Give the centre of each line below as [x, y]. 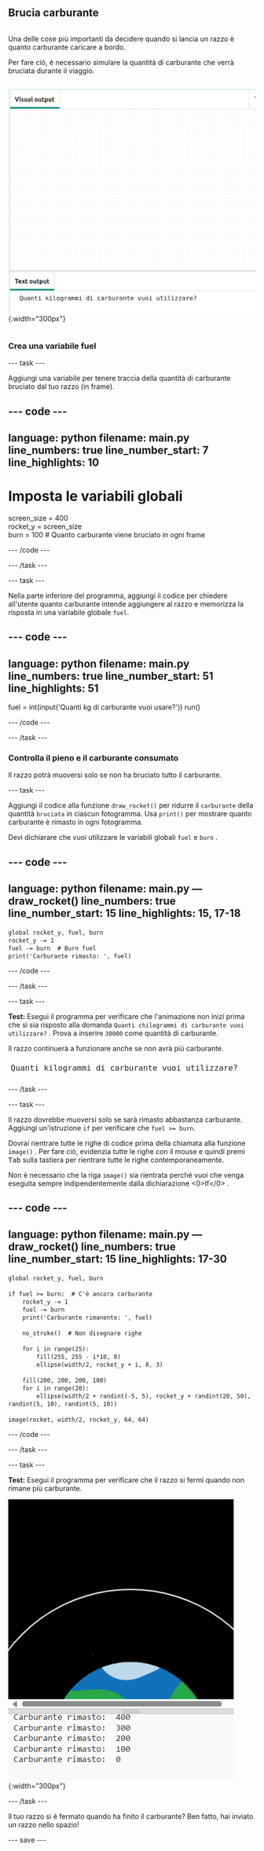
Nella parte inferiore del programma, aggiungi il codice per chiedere [118, 596]
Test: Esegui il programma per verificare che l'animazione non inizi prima [126, 1016]
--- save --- [27, 1840]
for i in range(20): [56, 1388]
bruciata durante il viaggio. [51, 71]
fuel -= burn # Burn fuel [52, 948]
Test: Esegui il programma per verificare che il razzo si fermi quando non [126, 1479]
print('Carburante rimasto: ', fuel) [70, 956]
